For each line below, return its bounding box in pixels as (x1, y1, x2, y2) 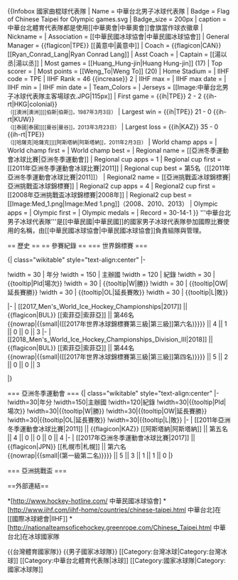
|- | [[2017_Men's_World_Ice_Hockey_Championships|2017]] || (7, 302, 188, 310)
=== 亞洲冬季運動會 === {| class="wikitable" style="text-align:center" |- (7, 389, 220, 397)
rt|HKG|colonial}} (7, 100, 58, 108)
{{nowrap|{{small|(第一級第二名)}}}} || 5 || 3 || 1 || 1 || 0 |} (7, 451, 173, 460)
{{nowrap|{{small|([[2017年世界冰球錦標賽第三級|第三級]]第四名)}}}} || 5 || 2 (7, 352, 229, 361)
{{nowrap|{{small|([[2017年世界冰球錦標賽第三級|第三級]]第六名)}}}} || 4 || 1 (7, 320, 227, 328)
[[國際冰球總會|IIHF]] (7, 515, 68, 522)
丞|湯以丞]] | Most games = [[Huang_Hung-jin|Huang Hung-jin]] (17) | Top (7, 59, 222, 67)
